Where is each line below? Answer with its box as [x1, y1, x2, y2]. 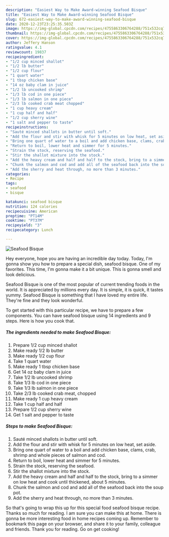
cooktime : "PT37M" [6, 218, 44, 223]
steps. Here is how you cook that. [6, 318, 75, 324]
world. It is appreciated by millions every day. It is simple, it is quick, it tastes [6, 286, 163, 292]
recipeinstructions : [6, 125, 49, 130]
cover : [6, 36, 20, 41]
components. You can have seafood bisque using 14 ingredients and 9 [6, 312, 151, 318]
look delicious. [6, 271, 36, 277]
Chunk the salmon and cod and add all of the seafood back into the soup [13, 484, 163, 490]
